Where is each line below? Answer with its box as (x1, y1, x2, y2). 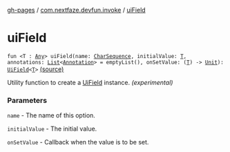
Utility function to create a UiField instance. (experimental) (7, 78, 173, 86)
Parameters (7, 95, 47, 105)
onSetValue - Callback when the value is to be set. (7, 138, 149, 146)
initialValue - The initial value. (7, 124, 97, 133)
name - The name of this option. (7, 111, 95, 120)
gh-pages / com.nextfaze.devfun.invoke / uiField (7, 6, 146, 14)
